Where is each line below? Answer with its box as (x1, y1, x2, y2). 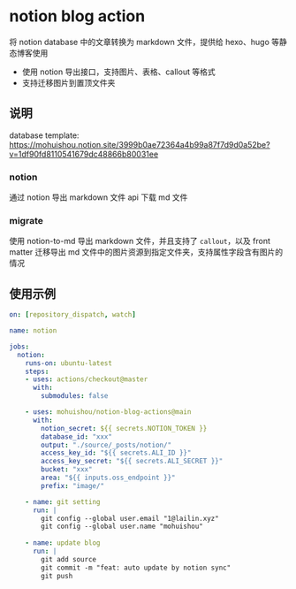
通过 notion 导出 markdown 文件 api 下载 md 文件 (9, 192, 188, 203)
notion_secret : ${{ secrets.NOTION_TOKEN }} (41, 424, 208, 432)
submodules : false (41, 392, 109, 401)
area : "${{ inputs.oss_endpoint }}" (41, 473, 176, 483)
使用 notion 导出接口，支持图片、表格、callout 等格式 (21, 66, 216, 77)
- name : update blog (25, 539, 101, 547)
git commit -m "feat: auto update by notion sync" (41, 563, 231, 572)
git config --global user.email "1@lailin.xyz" (41, 514, 219, 523)
